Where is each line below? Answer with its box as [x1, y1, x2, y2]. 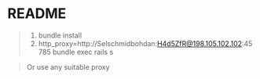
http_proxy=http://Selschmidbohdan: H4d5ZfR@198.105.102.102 [38, 38, 243, 48]
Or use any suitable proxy [26, 62, 111, 71]
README [7, 5, 67, 23]
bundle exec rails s [53, 47, 114, 56]
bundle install [38, 31, 82, 40]
